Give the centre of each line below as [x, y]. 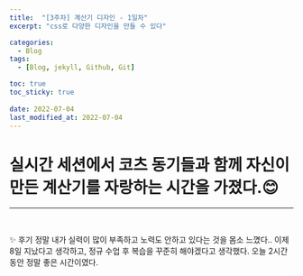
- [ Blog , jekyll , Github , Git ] [76, 68]
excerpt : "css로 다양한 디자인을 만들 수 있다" [88, 26]
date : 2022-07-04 [42, 109]
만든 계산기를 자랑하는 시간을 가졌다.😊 [144, 187]
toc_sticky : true [42, 92]
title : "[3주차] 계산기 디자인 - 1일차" [79, 18]
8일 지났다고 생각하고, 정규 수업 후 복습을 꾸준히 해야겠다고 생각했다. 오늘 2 [141, 251]
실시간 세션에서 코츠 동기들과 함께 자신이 [150, 165]
